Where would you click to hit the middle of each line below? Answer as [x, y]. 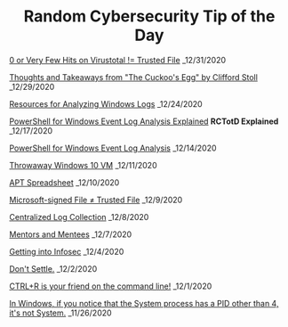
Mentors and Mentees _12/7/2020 [71, 234]
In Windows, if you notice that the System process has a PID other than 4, [144, 303]
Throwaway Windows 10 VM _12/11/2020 [83, 165]
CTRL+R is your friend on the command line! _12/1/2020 [111, 286]
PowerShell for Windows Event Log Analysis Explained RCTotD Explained [144, 121]
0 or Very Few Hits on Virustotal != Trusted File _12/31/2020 [118, 60]
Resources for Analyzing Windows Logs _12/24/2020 [106, 103]
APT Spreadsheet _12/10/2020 [64, 182]
